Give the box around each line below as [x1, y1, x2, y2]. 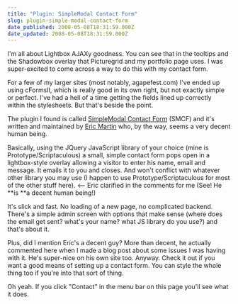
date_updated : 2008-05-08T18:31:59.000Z [7, 30, 129, 38]
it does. [7, 290, 30, 298]
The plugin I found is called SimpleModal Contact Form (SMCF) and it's [7, 115, 215, 123]
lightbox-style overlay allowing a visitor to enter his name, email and [7, 159, 206, 167]
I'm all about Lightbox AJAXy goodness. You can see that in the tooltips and [7, 50, 229, 58]
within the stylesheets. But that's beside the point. [7, 101, 154, 110]
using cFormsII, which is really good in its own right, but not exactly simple [7, 86, 225, 94]
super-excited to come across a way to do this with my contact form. [7, 64, 208, 73]
